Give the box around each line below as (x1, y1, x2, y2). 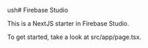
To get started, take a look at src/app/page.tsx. (7, 33, 142, 41)
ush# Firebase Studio (7, 6, 68, 14)
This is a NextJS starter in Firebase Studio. (7, 19, 130, 27)
